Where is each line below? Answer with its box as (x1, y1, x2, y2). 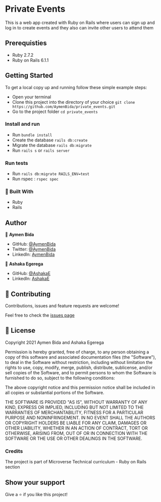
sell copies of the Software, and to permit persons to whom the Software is (5, 369, 157, 375)
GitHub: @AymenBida (12, 241, 56, 247)
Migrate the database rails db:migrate (12, 142, 92, 148)
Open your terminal (12, 94, 51, 100)
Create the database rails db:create (12, 137, 88, 143)
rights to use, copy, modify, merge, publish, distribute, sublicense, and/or (5, 365, 153, 370)
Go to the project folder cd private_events (12, 109, 98, 114)
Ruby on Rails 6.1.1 (12, 57, 49, 63)
